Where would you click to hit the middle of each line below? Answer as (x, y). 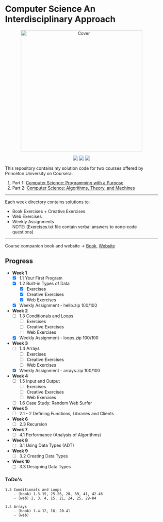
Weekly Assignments (33, 221)
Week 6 (20, 419)
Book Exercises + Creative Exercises (49, 211)
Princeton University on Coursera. (39, 173)
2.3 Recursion (33, 424)
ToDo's (14, 480)
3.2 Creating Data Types (44, 456)
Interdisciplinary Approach (60, 19)
